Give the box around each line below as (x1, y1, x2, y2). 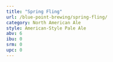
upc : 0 (6, 47, 23, 53)
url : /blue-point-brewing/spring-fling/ (6, 14, 108, 20)
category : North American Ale (6, 19, 81, 25)
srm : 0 (6, 42, 23, 48)
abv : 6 (6, 31, 23, 37)
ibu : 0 (6, 36, 23, 42)
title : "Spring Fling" (6, 8, 62, 15)
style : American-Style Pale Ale (6, 25, 86, 31)
